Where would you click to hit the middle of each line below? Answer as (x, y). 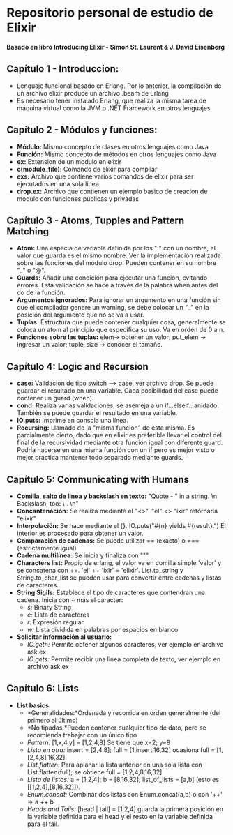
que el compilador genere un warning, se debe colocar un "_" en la (113, 308)
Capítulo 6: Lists (43, 689)
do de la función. (41, 293)
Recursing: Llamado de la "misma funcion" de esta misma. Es (106, 428)
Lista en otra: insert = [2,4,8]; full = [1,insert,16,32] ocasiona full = (121, 750)
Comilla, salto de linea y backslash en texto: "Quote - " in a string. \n (117, 496)
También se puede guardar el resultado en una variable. (97, 413)
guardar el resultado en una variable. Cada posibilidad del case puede (117, 391)
